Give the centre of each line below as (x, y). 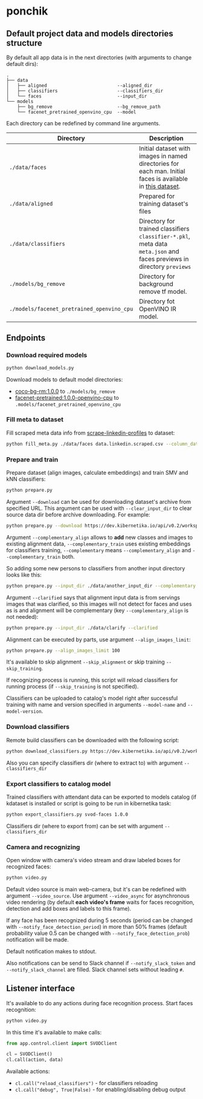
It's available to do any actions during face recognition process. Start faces (100, 1003)
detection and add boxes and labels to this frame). (69, 908)
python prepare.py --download (44, 526)
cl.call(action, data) (35, 1060)
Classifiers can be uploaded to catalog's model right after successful (92, 698)
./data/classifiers (37, 244)
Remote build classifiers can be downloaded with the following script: (93, 740)
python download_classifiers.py (47, 751)
